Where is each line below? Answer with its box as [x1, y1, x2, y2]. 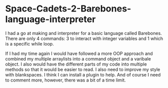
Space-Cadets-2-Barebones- [5, 3, 131, 14]
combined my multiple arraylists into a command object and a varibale [5, 55, 151, 61]
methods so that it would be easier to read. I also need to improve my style [5, 66, 160, 72]
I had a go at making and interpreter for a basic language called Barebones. [5, 30, 162, 36]
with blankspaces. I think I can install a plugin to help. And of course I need [5, 71, 161, 77]
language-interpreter [5, 13, 96, 25]
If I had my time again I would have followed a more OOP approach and [5, 50, 153, 56]
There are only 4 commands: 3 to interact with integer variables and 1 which [5, 35, 163, 41]
